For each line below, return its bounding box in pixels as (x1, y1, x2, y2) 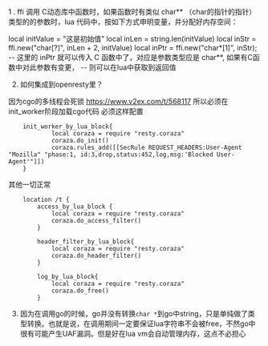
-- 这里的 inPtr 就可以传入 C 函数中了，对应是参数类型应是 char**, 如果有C (8, 53, 253, 62)
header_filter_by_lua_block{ (37, 238, 135, 246)
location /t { (22, 195, 70, 203)
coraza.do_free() (51, 287, 110, 295)
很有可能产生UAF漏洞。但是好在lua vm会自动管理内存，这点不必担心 (19, 329, 246, 338)
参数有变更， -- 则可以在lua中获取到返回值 (35, 62, 177, 72)
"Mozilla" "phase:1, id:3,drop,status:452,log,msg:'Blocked (8, 151, 214, 159)
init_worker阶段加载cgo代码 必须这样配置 (8, 107, 144, 116)
